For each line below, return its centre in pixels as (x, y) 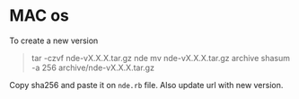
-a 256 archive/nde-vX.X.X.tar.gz (93, 67)
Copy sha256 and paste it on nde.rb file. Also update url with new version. (146, 85)
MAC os (40, 16)
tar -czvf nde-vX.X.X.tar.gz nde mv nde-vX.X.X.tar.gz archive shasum (160, 58)
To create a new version (54, 40)
